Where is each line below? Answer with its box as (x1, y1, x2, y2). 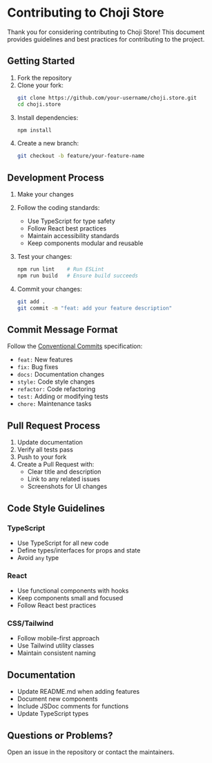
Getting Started (7, 55, 75, 67)
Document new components (17, 694, 98, 703)
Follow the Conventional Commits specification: (7, 342, 143, 350)
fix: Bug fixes (17, 363, 59, 371)
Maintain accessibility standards (27, 232, 119, 240)
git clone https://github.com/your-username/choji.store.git (17, 94, 197, 101)
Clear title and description (27, 467, 102, 476)
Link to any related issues (27, 475, 100, 483)
